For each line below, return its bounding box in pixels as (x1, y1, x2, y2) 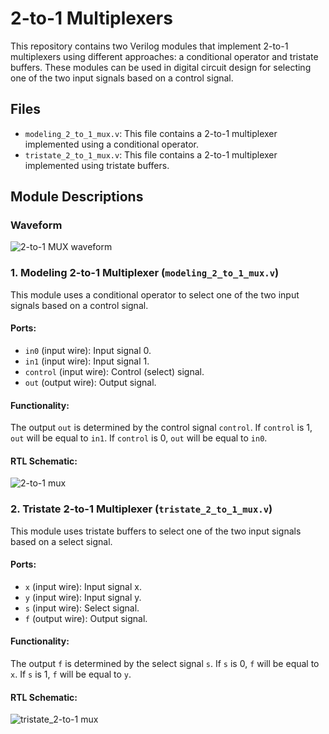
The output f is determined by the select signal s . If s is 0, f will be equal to (10, 658, 320, 670)
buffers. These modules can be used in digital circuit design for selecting (10, 61, 312, 73)
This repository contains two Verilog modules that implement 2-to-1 (10, 40, 289, 52)
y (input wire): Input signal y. (24, 591, 142, 603)
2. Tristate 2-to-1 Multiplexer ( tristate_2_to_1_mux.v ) (10, 502, 273, 516)
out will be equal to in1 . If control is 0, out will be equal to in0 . (10, 432, 268, 444)
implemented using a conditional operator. (24, 138, 200, 150)
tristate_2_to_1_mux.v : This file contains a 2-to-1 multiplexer (24, 148, 278, 161)
